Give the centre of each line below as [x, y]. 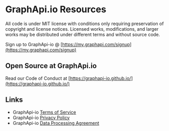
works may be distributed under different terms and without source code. [83, 34]
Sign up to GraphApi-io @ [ [34, 44]
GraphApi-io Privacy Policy [41, 117]
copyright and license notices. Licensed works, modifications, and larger [82, 29]
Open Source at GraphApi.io [51, 66]
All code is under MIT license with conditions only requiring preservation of [84, 24]
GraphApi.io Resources [56, 9]
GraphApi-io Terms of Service [44, 112]
